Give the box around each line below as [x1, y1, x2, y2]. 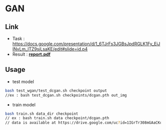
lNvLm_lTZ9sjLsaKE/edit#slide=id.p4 [12, 46, 88, 52]
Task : [12, 35, 25, 41]
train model [12, 101, 36, 107]
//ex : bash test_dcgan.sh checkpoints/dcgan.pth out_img [5, 93, 127, 97]
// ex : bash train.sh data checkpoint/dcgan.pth [5, 116, 110, 121]
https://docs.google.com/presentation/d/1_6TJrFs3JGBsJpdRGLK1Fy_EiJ [12, 41, 161, 47]
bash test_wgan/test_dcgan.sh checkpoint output [5, 88, 107, 93]
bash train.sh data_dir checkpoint [5, 111, 79, 116]
